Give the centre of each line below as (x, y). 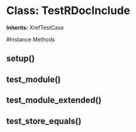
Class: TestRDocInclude (68, 11)
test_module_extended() (54, 101)
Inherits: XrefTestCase (35, 28)
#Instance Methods (31, 39)
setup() (21, 59)
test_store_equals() (44, 121)
